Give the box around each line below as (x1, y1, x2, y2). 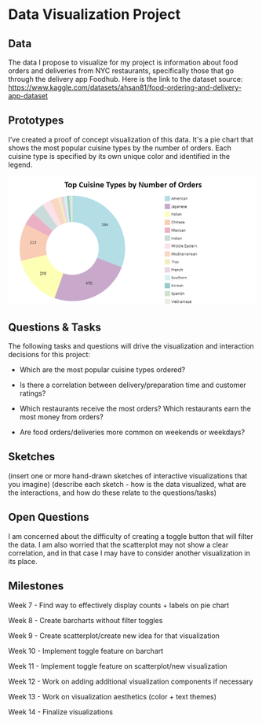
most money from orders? (19, 412, 104, 422)
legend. (8, 160, 33, 169)
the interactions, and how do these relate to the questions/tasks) (8, 488, 217, 497)
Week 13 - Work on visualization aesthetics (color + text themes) (8, 692, 217, 701)
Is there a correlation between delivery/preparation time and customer (19, 380, 247, 390)
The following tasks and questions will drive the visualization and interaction (8, 341, 255, 351)
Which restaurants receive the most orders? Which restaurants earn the (19, 404, 252, 414)
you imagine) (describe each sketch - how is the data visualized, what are (8, 479, 247, 489)
